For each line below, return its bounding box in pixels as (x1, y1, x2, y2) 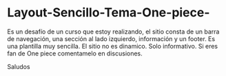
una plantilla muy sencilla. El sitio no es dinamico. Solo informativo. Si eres (7, 42, 218, 50)
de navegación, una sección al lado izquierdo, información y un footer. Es (7, 34, 216, 42)
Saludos (7, 62, 30, 71)
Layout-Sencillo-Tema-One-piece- (7, 5, 210, 21)
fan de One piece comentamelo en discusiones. (7, 49, 143, 58)
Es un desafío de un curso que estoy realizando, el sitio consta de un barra (7, 27, 220, 36)
